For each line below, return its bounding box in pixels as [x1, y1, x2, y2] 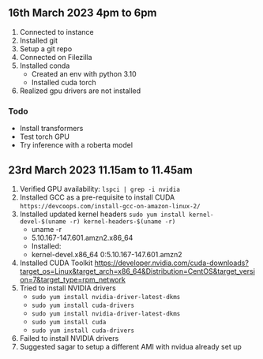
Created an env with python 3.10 [31, 69, 137, 78]
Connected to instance [19, 27, 95, 36]
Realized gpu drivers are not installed [19, 86, 141, 95]
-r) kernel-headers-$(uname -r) [70, 217, 176, 226]
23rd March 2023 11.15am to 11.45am [8, 163, 193, 177]
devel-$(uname [19, 217, 66, 226]
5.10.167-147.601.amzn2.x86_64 [31, 233, 133, 242]
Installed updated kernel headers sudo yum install [19, 209, 186, 219]
